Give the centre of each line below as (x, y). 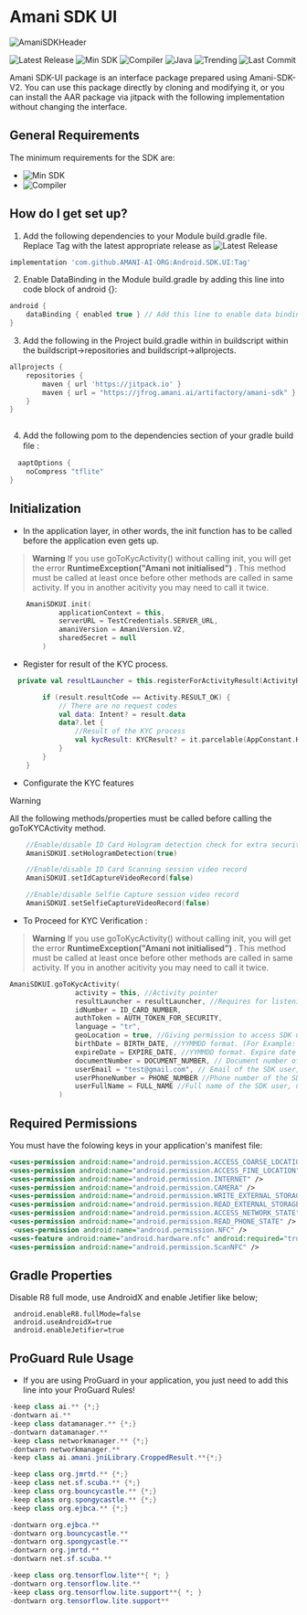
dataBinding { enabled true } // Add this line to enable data (149, 315)
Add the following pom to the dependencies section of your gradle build (158, 435)
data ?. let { (81, 723)
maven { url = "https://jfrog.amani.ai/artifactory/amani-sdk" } (169, 392)
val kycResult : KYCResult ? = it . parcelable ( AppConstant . (185, 740)
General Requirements (74, 136)
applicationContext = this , (112, 613)
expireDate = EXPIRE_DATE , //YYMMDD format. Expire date (185, 1052)
